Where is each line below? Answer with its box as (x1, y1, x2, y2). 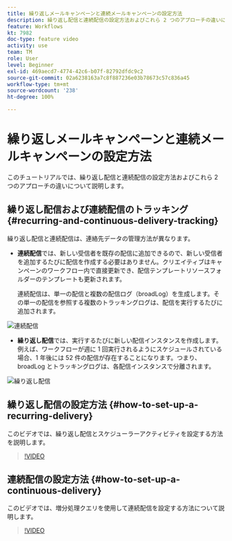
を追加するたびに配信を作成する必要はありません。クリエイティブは (17, 257, 211, 266)
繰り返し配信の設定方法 (7, 399, 107, 411)
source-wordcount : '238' (7, 87, 79, 94)
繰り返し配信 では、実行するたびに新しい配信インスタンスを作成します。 (17, 336, 222, 344)
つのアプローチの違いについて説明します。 (7, 181, 128, 190)
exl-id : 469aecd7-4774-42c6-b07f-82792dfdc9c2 (7, 68, 144, 75)
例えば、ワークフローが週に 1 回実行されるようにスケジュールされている (17, 345, 222, 353)
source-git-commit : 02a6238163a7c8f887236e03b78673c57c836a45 (7, 74, 190, 82)
